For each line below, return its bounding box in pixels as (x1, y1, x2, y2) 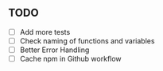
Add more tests (19, 27, 71, 36)
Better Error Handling (19, 45, 90, 54)
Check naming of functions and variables (19, 35, 155, 46)
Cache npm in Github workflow (19, 54, 122, 63)
